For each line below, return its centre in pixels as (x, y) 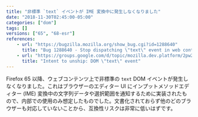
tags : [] (17, 28)
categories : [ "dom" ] (32, 22)
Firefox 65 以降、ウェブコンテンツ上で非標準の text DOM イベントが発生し (97, 79)
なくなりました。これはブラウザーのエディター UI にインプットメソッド (93, 86)
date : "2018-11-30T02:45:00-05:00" (50, 17)
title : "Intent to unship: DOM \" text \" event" (81, 61)
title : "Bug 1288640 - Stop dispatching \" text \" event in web (101, 50)
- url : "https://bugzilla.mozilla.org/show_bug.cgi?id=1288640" (97, 45)
